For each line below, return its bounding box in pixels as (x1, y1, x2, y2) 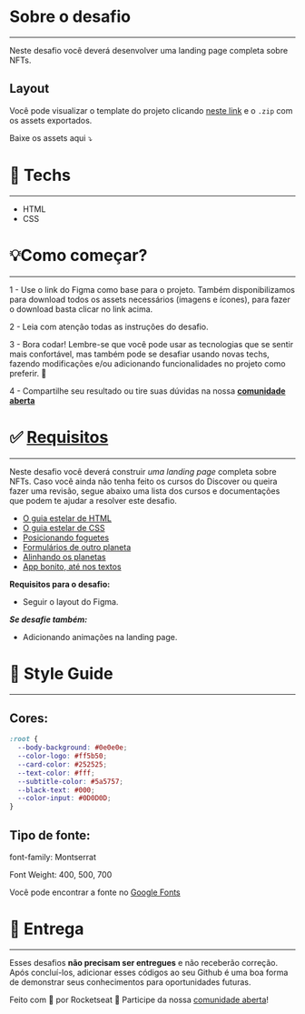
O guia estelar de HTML (22, 512, 112, 524)
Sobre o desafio (9, 6, 132, 27)
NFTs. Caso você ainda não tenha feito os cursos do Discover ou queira (9, 476, 278, 487)
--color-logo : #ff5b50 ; (17, 752, 107, 761)
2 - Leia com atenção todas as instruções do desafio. (9, 321, 209, 332)
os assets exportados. (9, 115, 93, 125)
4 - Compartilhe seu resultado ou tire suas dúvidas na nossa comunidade (9, 385, 286, 397)
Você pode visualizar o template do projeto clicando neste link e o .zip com (9, 105, 293, 115)
